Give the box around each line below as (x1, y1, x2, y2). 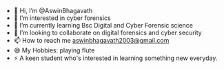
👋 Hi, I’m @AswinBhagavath (13, 7, 93, 14)
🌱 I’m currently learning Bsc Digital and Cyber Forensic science (13, 21, 194, 29)
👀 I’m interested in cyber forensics (13, 14, 112, 22)
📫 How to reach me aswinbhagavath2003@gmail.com (13, 37, 170, 44)
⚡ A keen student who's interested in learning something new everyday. (13, 54, 218, 62)
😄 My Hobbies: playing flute (13, 46, 95, 55)
